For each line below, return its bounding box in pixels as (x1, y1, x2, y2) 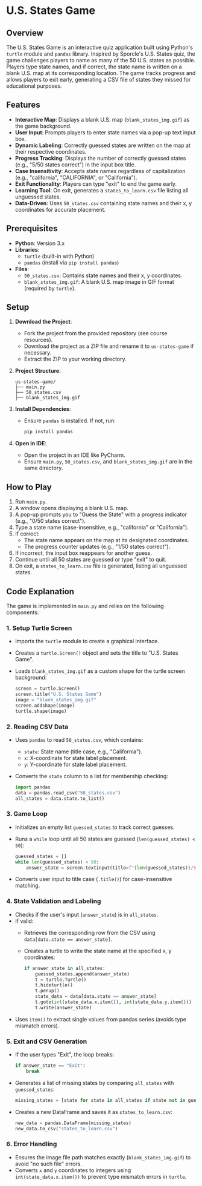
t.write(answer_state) (35, 1004, 92, 1011)
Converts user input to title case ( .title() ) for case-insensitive (14, 876, 172, 883)
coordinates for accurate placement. (14, 206, 106, 213)
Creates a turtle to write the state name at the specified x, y (24, 947, 172, 954)
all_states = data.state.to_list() (14, 795, 105, 802)
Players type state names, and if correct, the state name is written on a (6, 63, 182, 70)
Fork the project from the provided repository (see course (24, 330, 168, 337)
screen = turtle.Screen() (14, 686, 80, 692)
